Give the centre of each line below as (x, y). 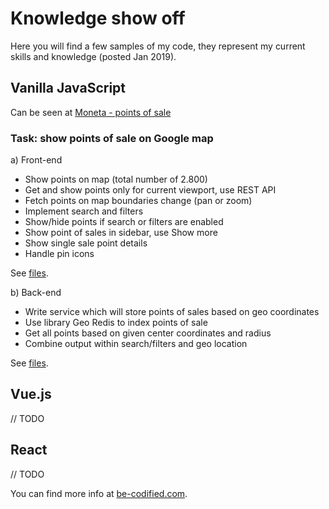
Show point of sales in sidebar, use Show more (121, 233)
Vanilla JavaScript (68, 88)
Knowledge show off (98, 18)
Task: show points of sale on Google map (112, 138)
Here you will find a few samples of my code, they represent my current (158, 46)
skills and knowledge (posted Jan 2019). (93, 56)
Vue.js (31, 394)
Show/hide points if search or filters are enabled (124, 222)
